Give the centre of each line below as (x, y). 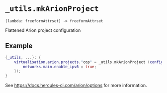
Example (19, 46)
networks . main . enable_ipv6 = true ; (60, 67)
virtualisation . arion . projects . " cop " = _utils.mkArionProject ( (82, 62)
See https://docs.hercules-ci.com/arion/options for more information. (76, 86)
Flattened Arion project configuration (43, 30)
